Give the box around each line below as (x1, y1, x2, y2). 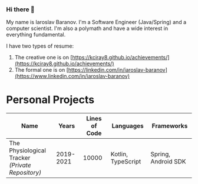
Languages (111, 122, 144, 130)
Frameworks (151, 122, 188, 130)
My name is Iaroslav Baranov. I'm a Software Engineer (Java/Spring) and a (6, 19, 187, 26)
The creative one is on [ (14, 54, 72, 61)
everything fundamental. (6, 31, 66, 38)
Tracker (9, 154, 31, 162)
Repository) (9, 169, 42, 177)
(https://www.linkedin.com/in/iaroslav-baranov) (14, 73, 130, 80)
